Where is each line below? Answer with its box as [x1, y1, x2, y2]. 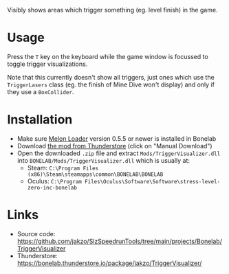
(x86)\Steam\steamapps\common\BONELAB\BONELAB [27, 171, 164, 178]
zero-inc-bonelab [27, 184, 78, 191]
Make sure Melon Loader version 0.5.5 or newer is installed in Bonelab [17, 134, 217, 143]
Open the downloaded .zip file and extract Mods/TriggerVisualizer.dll [17, 149, 221, 157]
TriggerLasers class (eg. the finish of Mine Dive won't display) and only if [7, 80, 215, 89]
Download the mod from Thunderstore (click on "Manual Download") [17, 141, 212, 150]
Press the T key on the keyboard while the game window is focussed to [7, 52, 208, 60]
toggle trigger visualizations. [7, 60, 88, 68]
